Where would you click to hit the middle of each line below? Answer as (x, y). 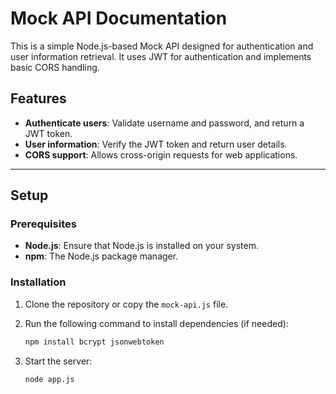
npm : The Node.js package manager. (101, 256)
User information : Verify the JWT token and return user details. (156, 144)
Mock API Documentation (119, 18)
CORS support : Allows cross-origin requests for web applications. (161, 154)
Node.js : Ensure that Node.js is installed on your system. (142, 246)
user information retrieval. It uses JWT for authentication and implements (161, 56)
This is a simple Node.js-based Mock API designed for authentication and (162, 46)
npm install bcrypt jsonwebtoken (94, 342)
